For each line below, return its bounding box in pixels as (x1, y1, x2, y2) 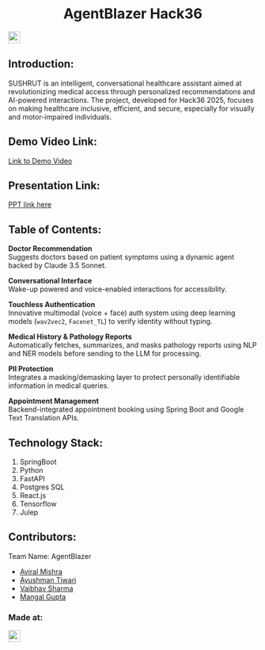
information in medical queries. (8, 381, 109, 390)
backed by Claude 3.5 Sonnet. (8, 260, 107, 270)
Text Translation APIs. (8, 413, 79, 423)
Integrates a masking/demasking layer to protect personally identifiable (8, 373, 240, 382)
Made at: (8, 611, 44, 622)
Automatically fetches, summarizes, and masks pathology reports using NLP (8, 340, 257, 350)
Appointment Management (8, 397, 99, 406)
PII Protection (8, 364, 54, 374)
